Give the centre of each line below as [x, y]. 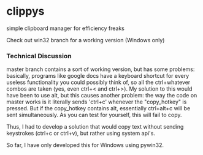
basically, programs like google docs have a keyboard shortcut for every [98, 76]
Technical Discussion [39, 56]
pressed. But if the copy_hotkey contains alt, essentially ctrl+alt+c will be [98, 108]
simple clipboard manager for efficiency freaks [65, 28]
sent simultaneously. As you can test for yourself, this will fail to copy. [94, 115]
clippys [25, 11]
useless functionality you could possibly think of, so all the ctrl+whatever [98, 82]
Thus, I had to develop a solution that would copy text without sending [95, 127]
